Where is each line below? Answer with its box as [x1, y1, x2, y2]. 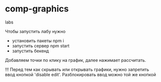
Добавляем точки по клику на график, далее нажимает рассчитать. [5, 57, 146, 63]
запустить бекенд [12, 48, 49, 54]
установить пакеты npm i [12, 37, 64, 44]
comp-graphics [5, 3, 69, 14]
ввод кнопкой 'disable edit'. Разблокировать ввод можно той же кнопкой [5, 71, 156, 77]
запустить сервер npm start [12, 43, 70, 48]
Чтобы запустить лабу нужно [5, 28, 66, 34]
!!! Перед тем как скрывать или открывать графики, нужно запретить [5, 66, 149, 72]
